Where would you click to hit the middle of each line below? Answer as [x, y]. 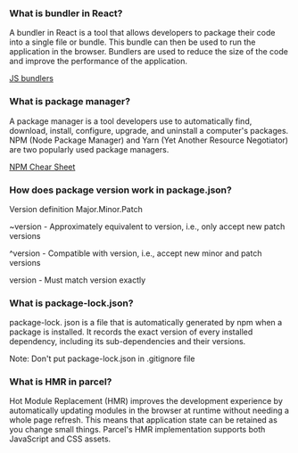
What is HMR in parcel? [61, 382]
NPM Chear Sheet [42, 167]
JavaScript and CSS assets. [60, 439]
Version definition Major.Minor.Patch [76, 209]
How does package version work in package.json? [120, 190]
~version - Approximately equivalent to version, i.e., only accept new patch [147, 226]
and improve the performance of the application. [98, 62]
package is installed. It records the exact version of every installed [131, 332]
